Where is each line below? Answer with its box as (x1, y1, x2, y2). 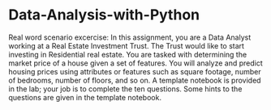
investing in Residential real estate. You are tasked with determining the (8, 49, 247, 59)
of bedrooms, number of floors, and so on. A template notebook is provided (8, 75, 261, 85)
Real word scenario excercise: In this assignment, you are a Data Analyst (8, 32, 252, 42)
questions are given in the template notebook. (8, 92, 162, 102)
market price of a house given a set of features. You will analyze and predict (8, 58, 264, 68)
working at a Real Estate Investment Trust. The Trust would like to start (8, 40, 245, 50)
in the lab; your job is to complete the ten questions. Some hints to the (8, 83, 243, 94)
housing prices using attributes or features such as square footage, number (8, 66, 261, 76)
